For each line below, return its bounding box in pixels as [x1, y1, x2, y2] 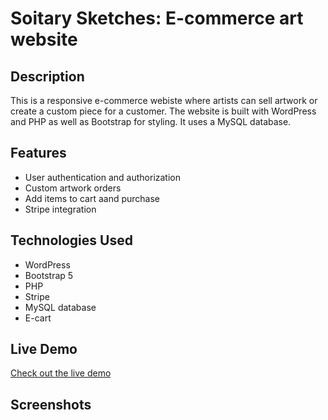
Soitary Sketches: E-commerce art [10, 7, 304, 30]
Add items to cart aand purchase [24, 192, 160, 204]
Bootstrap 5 [24, 269, 74, 281]
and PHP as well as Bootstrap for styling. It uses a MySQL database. [10, 116, 292, 127]
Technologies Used [10, 232, 133, 249]
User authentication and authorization [24, 171, 182, 183]
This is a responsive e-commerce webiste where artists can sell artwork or [10, 95, 318, 106]
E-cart [24, 312, 52, 324]
